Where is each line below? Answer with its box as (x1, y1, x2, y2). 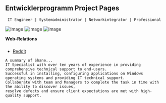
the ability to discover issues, (5, 84, 76, 89)
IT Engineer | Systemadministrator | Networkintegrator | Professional (7, 17, 161, 22)
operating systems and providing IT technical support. (5, 75, 125, 80)
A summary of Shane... (5, 57, 53, 63)
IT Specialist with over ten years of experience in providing (5, 62, 141, 67)
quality (5, 92, 22, 98)
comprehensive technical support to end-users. (5, 66, 107, 71)
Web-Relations (5, 35, 37, 41)
